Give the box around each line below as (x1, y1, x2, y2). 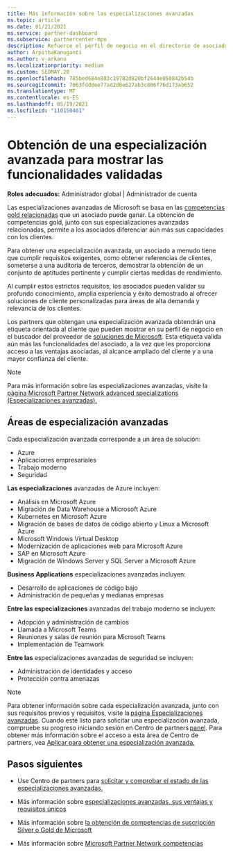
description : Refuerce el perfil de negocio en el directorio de (7, 42, 200, 49)
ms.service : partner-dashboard (7, 29, 98, 37)
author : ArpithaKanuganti (7, 49, 82, 56)
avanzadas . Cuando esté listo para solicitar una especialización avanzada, (7, 716, 220, 724)
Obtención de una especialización (7, 137, 207, 153)
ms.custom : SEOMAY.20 (7, 68, 70, 75)
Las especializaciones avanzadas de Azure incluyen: (7, 484, 160, 492)
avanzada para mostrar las (7, 152, 164, 168)
